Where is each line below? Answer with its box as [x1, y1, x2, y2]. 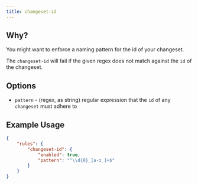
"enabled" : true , [37, 151, 81, 158]
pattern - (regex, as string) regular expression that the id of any [14, 97, 171, 104]
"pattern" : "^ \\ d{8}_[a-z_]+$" [37, 157, 115, 163]
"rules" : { [17, 141, 44, 147]
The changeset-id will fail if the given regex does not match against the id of [6, 57, 192, 65]
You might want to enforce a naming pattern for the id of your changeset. [6, 46, 184, 53]
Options [6, 81, 37, 91]
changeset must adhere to [14, 103, 77, 110]
